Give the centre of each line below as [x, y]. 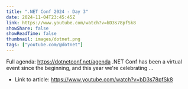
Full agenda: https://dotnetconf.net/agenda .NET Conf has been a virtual [94, 61]
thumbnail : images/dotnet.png [43, 39]
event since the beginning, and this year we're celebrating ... [80, 68]
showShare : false [27, 28]
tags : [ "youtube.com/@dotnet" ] [45, 45]
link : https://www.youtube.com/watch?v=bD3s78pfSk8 [71, 23]
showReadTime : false [32, 34]
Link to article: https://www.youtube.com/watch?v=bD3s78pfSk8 [94, 79]
